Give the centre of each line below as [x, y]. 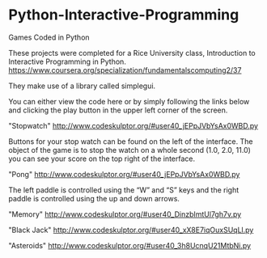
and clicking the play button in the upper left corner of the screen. [118, 110]
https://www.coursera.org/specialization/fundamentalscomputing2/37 [125, 70]
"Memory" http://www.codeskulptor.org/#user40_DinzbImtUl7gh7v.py [125, 214]
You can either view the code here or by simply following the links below [129, 101]
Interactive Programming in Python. [68, 61]
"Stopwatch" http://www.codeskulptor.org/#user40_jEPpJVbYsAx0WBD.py [133, 125]
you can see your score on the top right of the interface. [102, 159]
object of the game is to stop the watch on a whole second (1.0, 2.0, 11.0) [129, 150]
